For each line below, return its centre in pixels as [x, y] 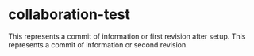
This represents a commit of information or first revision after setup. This [127, 36]
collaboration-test [69, 15]
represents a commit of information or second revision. [98, 44]
